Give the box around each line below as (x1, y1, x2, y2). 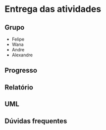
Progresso (4, 66, 38, 75)
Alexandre (11, 52, 33, 58)
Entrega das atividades (4, 3, 102, 15)
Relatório (4, 83, 33, 91)
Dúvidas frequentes (4, 117, 67, 125)
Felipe (11, 36, 25, 42)
